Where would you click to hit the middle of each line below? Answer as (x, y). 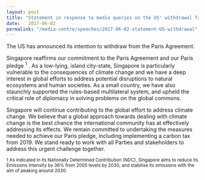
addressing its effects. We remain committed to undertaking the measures (99, 129)
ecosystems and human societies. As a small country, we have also (91, 85)
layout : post (23, 12)
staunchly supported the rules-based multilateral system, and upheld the (98, 92)
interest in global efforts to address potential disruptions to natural (89, 78)
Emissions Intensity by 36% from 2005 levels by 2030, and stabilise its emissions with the (100, 165)
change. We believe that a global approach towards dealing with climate (97, 116)
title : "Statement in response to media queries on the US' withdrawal (99, 18)
